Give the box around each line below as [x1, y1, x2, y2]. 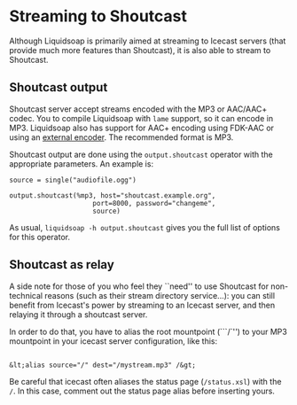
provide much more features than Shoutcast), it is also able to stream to [9, 44, 271, 55]
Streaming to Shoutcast [9, 6, 188, 27]
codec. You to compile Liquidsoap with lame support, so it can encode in [9, 113, 273, 123]
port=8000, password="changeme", [92, 199, 216, 207]
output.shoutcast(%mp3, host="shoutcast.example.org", [9, 191, 216, 200]
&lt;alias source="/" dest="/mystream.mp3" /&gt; [9, 361, 197, 370]
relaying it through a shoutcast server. [9, 308, 148, 320]
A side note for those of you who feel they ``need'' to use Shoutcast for [9, 281, 269, 292]
